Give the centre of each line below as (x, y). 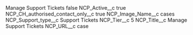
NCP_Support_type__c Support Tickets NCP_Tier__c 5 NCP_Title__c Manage (96, 20)
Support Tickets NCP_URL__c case (47, 26)
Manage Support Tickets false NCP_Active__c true (66, 8)
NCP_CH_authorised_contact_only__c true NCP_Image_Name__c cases (90, 14)
